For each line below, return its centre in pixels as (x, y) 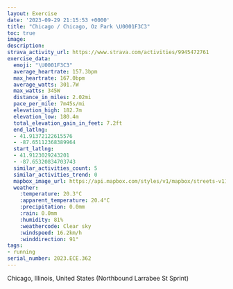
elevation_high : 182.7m (48, 110)
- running (21, 252)
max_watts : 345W (37, 91)
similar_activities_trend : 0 (55, 175)
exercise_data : (29, 59)
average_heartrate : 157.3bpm (55, 71)
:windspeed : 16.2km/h (51, 233)
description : (26, 46)
